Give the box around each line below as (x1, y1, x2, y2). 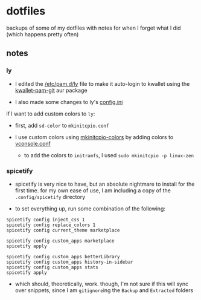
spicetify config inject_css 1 (6, 217, 85, 223)
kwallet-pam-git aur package (14, 86, 88, 94)
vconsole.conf (14, 140, 51, 147)
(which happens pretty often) (6, 30, 79, 37)
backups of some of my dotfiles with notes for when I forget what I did (6, 24, 181, 31)
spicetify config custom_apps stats (6, 264, 98, 270)
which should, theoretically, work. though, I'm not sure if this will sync (14, 280, 189, 287)
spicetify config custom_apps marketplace (6, 238, 115, 244)
